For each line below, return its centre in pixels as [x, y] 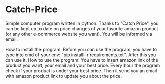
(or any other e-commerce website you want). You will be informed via [79, 34]
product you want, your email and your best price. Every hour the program [83, 65]
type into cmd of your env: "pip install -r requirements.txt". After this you [81, 55]
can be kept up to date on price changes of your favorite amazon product [82, 28]
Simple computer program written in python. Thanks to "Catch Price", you [82, 23]
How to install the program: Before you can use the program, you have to [81, 49]
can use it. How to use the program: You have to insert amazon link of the [82, 60]
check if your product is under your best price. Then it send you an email [81, 71]
